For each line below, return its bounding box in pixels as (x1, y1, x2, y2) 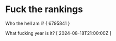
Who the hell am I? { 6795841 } (5, 20, 70, 26)
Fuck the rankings (5, 4, 83, 15)
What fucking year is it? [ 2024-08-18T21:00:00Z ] (5, 30, 111, 36)
